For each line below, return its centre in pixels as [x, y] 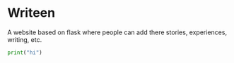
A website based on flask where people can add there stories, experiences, [117, 32]
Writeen [31, 13]
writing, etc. [25, 39]
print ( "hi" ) [25, 52]
